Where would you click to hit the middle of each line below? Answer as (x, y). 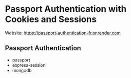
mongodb (22, 70)
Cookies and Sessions (51, 19)
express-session (29, 65)
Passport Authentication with (66, 9)
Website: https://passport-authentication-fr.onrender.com (63, 33)
